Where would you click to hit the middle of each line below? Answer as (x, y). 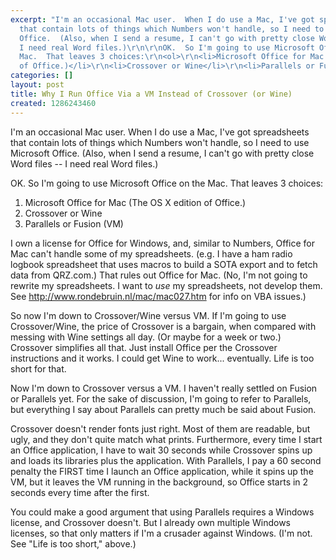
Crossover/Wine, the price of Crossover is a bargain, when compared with (163, 326)
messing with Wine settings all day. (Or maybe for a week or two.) (146, 337)
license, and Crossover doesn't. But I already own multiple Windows (150, 522)
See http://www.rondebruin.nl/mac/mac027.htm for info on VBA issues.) (158, 296)
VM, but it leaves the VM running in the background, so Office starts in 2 (159, 482)
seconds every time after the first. (80, 492)
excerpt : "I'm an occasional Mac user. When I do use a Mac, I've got (162, 19)
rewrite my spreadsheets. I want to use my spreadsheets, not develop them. (166, 285)
